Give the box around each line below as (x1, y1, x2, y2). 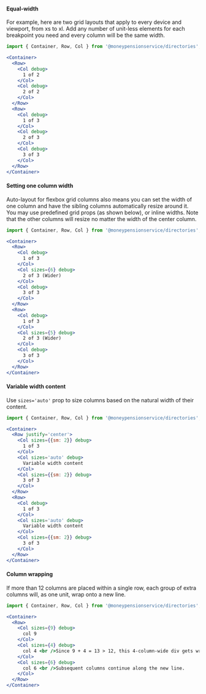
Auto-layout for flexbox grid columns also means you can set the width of (6, 195, 192, 203)
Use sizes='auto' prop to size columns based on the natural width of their (6, 396, 194, 404)
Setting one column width (6, 182, 74, 190)
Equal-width (6, 5, 39, 12)
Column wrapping (6, 571, 53, 578)
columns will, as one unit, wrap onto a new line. (6, 590, 126, 598)
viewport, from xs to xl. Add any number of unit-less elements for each (6, 25, 185, 33)
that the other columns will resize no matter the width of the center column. (6, 215, 197, 222)
